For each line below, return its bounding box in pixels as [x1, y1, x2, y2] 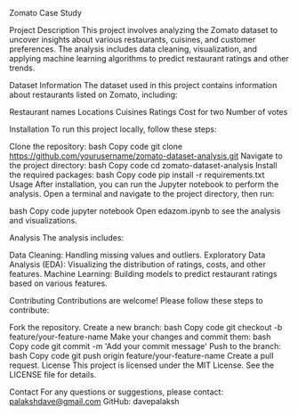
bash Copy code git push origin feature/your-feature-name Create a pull [9, 351, 274, 361]
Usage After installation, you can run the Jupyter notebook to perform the [9, 179, 279, 190]
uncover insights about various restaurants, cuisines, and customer [9, 35, 256, 45]
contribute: [9, 305, 50, 315]
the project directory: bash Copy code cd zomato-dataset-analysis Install [9, 160, 278, 170]
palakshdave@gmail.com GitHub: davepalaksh [9, 396, 180, 406]
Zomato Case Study [9, 8, 83, 18]
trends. [9, 62, 36, 73]
